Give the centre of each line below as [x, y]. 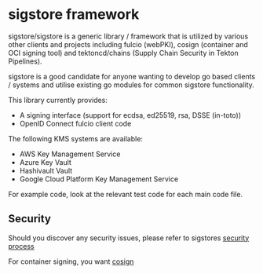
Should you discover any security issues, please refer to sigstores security [129, 238]
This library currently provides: [58, 100]
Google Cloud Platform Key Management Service [99, 179]
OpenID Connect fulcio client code [75, 123]
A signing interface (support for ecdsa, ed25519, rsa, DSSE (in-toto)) [130, 115]
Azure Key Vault [46, 162]
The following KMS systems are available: [76, 138]
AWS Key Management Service [70, 154]
